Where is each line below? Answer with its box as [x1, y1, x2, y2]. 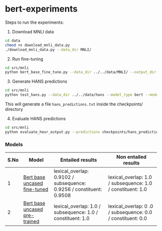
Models [5, 141, 23, 148]
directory [5, 107, 23, 112]
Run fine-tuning [12, 56, 43, 62]
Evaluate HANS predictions [12, 116, 66, 122]
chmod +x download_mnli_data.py [5, 43, 70, 47]
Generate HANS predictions [12, 78, 67, 84]
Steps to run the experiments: [5, 19, 64, 25]
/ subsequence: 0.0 [108, 209, 153, 216]
